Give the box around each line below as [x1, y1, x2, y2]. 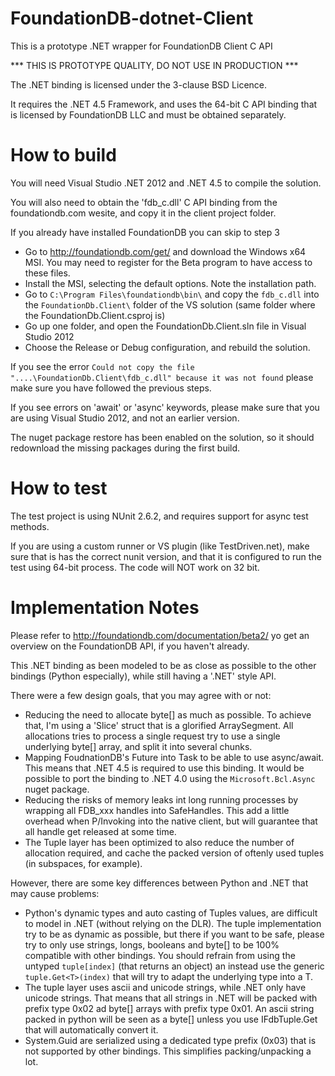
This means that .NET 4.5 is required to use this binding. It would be [24, 762, 305, 774]
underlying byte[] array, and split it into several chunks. [24, 740, 253, 752]
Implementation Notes [10, 597, 200, 619]
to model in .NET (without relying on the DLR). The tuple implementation [24, 917, 322, 929]
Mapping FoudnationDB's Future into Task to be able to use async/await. [24, 751, 325, 763]
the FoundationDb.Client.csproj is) [24, 309, 166, 321]
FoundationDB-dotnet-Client [10, 7, 254, 30]
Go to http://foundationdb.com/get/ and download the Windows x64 [24, 245, 307, 257]
